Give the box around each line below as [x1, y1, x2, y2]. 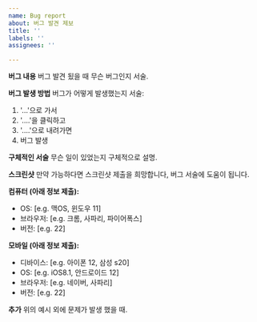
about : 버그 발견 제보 [8, 19, 74, 27]
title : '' [8, 26, 42, 34]
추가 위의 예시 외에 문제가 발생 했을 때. [8, 305, 128, 315]
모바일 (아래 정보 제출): [8, 241, 80, 251]
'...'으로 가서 [19, 106, 58, 115]
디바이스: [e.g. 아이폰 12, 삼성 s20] [19, 258, 130, 268]
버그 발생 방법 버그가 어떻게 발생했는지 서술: [8, 89, 145, 99]
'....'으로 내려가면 [19, 126, 73, 135]
